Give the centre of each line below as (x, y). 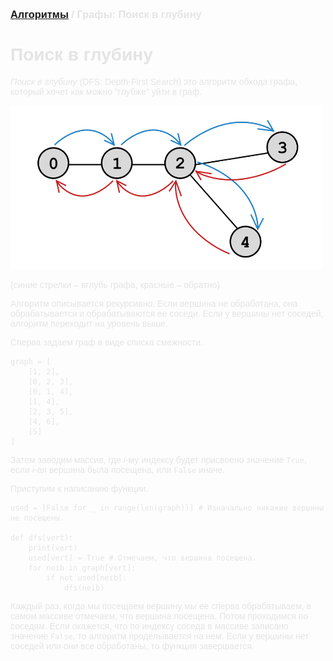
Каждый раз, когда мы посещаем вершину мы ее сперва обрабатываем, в (161, 606)
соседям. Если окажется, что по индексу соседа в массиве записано (149, 626)
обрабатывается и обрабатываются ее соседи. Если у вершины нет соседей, (167, 313)
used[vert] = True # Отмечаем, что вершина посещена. (142, 558)
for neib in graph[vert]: (82, 568)
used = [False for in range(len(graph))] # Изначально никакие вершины (167, 508)
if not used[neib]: (87, 578)
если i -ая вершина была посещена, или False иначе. (117, 469)
